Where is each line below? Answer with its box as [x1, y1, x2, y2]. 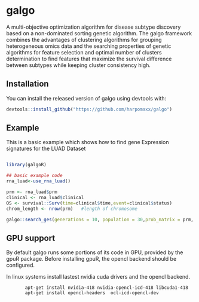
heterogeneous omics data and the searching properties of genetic [6, 42, 172, 50]
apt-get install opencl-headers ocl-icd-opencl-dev [25, 290, 160, 296]
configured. [6, 261, 35, 269]
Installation [6, 79, 49, 89]
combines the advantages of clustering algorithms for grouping [6, 36, 163, 43]
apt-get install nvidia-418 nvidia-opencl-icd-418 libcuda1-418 [25, 285, 188, 291]
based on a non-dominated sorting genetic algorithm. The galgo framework [6, 29, 192, 36]
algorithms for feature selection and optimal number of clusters [6, 48, 163, 56]
